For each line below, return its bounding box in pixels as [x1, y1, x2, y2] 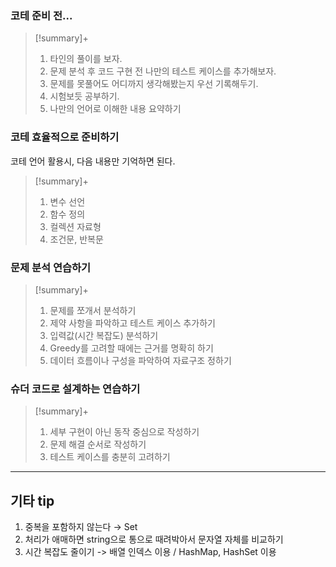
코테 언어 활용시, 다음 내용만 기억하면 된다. [10, 155, 176, 167]
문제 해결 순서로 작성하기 [49, 438, 147, 451]
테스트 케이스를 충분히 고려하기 [49, 451, 171, 463]
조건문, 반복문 [49, 233, 104, 245]
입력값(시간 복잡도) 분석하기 [49, 329, 159, 341]
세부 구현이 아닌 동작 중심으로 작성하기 [49, 426, 200, 438]
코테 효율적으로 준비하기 [10, 130, 120, 144]
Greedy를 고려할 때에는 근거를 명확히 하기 [49, 342, 214, 354]
